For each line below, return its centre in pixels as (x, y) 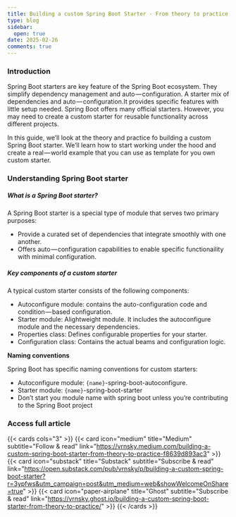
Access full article (39, 424)
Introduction (29, 71)
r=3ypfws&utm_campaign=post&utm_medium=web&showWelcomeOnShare (118, 484)
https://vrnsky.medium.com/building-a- (154, 446)
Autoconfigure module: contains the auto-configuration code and (112, 305)
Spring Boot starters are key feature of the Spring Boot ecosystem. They (112, 87)
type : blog (23, 20)
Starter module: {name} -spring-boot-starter (80, 390)
